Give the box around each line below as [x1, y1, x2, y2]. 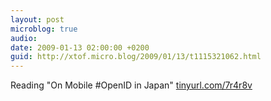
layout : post [10, 14, 65, 25]
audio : [10, 33, 38, 43]
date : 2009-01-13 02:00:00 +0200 [10, 42, 150, 53]
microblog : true [10, 24, 78, 34]
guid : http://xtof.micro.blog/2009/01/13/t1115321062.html [10, 52, 262, 62]
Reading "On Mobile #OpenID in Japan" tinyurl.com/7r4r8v [10, 79, 253, 91]
